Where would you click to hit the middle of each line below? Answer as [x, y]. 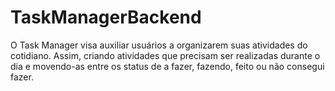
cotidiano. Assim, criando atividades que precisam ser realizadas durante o [165, 55]
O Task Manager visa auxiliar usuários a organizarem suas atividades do [159, 45]
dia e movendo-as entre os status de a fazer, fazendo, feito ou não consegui [167, 66]
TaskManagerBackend [106, 17]
